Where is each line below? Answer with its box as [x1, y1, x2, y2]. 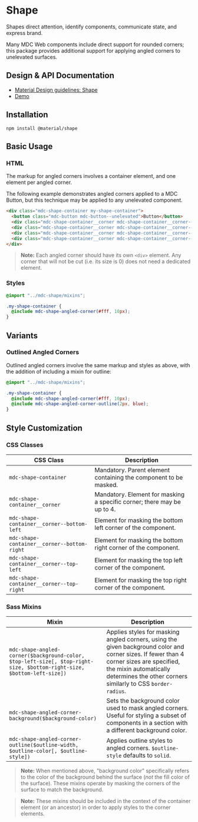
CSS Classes [6, 441, 44, 449]
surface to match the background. [20, 786, 104, 793]
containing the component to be [94, 473, 183, 481]
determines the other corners [106, 672, 187, 681]
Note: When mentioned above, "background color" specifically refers [20, 767, 190, 775]
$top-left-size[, [9, 658, 58, 665]
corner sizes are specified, [106, 658, 180, 666]
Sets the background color [106, 697, 180, 705]
